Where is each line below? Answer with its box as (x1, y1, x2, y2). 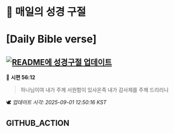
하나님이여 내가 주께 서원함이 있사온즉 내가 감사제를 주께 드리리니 (20, 86, 169, 94)
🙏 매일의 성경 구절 (6, 5, 86, 19)
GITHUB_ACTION (6, 118, 70, 128)
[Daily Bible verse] (6, 33, 97, 46)
